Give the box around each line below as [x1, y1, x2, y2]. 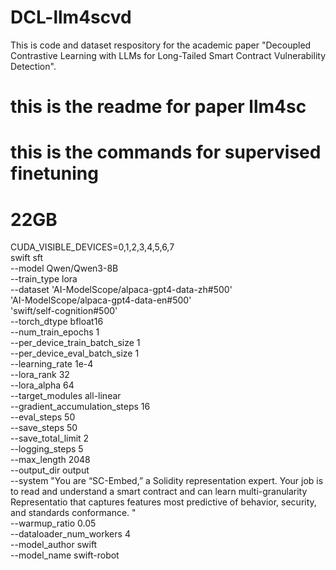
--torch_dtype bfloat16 [10, 316, 104, 328]
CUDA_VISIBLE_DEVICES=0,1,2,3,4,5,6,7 [10, 241, 175, 253]
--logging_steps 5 [10, 443, 84, 455]
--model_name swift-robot [10, 549, 120, 561]
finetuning [10, 162, 99, 185]
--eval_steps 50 [10, 411, 76, 423]
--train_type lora [10, 273, 78, 285]
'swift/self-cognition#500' [10, 305, 118, 317]
